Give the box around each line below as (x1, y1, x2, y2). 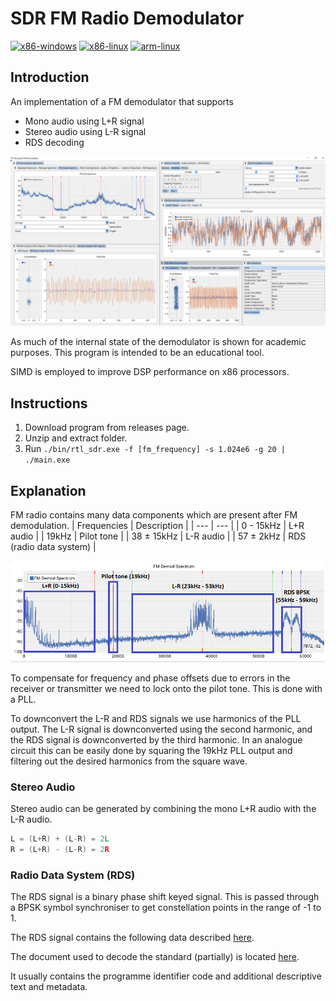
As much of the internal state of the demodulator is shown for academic (10, 336, 307, 348)
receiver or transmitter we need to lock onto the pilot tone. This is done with (10, 683, 323, 695)
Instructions (10, 395, 88, 412)
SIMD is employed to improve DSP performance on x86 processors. (10, 366, 290, 378)
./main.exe (24, 455, 71, 466)
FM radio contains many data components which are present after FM (10, 509, 298, 521)
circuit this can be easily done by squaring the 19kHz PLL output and (10, 745, 293, 757)
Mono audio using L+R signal (24, 115, 145, 127)
